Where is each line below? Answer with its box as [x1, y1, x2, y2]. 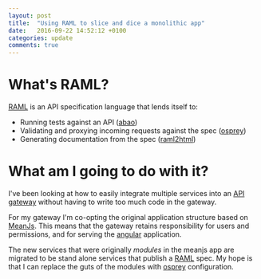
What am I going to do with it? [8, 163, 209, 180]
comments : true [8, 41, 59, 49]
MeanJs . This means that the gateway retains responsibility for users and [8, 221, 250, 230]
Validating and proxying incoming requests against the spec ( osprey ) [19, 126, 247, 136]
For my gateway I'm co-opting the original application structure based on [8, 213, 249, 222]
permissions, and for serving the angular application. [8, 230, 182, 239]
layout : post [8, 11, 52, 20]
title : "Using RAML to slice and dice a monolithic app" [8, 19, 205, 27]
